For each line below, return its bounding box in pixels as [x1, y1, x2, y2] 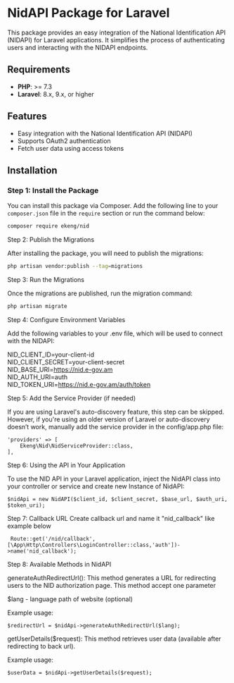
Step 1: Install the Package [7, 185, 99, 195]
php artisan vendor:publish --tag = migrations [7, 263, 143, 270]
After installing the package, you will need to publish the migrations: [7, 249, 204, 258]
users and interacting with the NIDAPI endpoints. [7, 43, 148, 51]
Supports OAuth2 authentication [17, 136, 111, 145]
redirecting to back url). [7, 641, 76, 650]
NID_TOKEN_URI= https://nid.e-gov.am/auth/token [7, 380, 151, 388]
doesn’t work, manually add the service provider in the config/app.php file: [7, 422, 224, 431]
